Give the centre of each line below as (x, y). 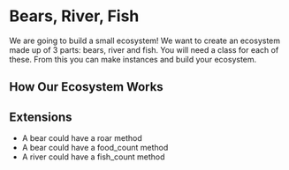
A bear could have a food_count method (95, 148)
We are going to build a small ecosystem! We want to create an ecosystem (145, 41)
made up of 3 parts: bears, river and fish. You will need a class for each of (144, 49)
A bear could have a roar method (82, 138)
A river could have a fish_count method (93, 157)
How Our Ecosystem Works (86, 87)
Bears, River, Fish (74, 16)
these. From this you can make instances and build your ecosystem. (133, 59)
